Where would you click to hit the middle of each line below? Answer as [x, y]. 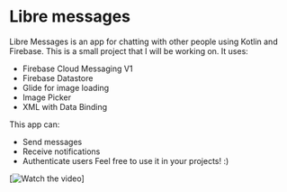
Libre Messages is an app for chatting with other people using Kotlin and [143, 41]
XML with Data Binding [65, 106]
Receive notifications [61, 151]
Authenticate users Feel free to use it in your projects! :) [126, 160]
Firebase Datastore [58, 78]
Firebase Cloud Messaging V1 [77, 69]
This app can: [35, 124]
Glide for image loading [66, 87]
